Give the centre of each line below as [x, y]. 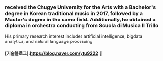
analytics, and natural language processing [49, 41]
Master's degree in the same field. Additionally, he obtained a [80, 20]
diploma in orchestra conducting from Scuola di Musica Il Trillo [82, 25]
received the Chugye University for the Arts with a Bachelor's [81, 7]
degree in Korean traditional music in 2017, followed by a [74, 13]
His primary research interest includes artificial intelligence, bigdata [74, 36]
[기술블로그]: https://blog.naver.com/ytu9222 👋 [54, 53]
